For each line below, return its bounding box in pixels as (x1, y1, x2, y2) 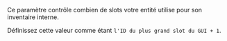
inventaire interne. (7, 13, 59, 21)
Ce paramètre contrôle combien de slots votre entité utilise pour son (7, 6, 203, 14)
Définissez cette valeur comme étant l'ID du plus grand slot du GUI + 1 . (7, 27, 221, 34)
